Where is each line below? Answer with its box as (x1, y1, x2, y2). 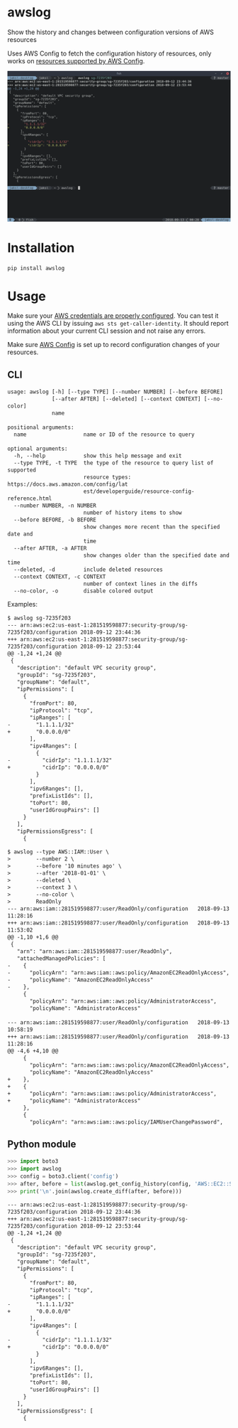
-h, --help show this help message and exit (13, 452, 182, 459)
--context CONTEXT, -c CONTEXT (13, 573, 106, 580)
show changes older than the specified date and (83, 552, 230, 559)
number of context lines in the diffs (83, 580, 198, 587)
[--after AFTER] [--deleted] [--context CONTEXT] (52, 395, 201, 403)
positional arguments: (7, 424, 74, 431)
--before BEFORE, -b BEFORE (13, 516, 97, 523)
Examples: (7, 600, 38, 609)
